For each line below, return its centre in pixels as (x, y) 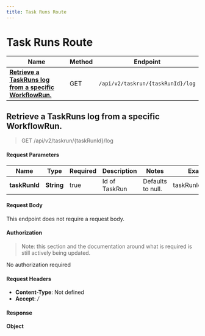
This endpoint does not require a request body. (66, 219)
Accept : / (27, 299)
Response (19, 313)
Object (15, 326)
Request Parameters (33, 155)
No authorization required (39, 265)
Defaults (155, 181)
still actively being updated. (56, 253)
